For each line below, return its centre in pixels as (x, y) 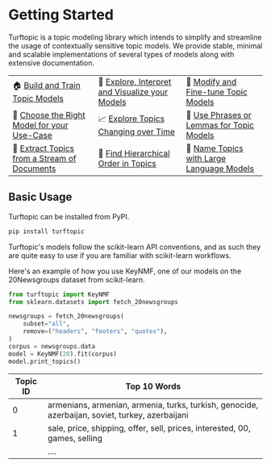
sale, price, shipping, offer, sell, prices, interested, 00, (150, 427)
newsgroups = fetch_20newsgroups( (67, 316)
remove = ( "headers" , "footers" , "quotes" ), (95, 331)
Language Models (220, 169)
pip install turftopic (46, 231)
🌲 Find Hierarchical (134, 153)
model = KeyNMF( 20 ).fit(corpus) (63, 354)
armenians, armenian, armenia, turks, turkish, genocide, (153, 405)
